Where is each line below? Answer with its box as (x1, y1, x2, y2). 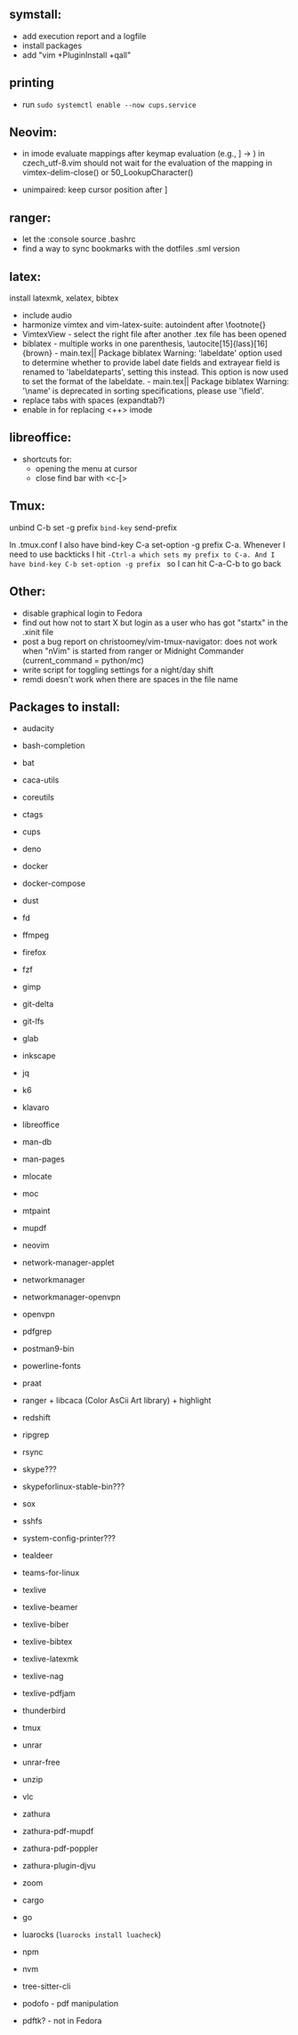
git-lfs (21, 1016, 44, 1026)
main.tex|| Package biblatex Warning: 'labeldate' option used (60, 348, 283, 358)
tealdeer (21, 1550, 53, 1561)
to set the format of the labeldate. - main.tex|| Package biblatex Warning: (21, 376, 289, 387)
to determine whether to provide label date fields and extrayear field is (21, 358, 280, 368)
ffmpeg (21, 929, 50, 941)
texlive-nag (21, 1671, 64, 1682)
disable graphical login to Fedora (21, 607, 143, 618)
